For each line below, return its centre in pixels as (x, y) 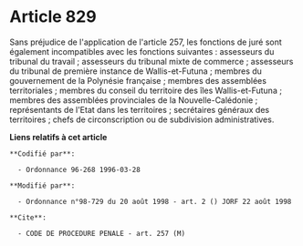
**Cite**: (28, 217)
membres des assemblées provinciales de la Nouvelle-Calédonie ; (134, 100)
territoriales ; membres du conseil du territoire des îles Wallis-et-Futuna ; (146, 90)
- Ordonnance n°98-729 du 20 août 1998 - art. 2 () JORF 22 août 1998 (155, 201)
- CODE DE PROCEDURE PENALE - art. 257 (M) (101, 233)
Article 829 (53, 17)
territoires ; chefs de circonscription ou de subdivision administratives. (142, 119)
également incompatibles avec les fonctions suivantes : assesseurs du (142, 51)
